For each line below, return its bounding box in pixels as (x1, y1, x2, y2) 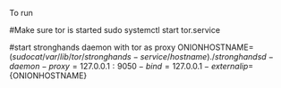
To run (9, 8, 34, 18)
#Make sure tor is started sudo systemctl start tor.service (9, 25, 221, 35)
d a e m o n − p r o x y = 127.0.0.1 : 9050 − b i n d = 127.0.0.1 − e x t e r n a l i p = (9, 61, 254, 71)
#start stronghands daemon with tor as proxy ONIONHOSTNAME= (9, 42, 254, 52)
